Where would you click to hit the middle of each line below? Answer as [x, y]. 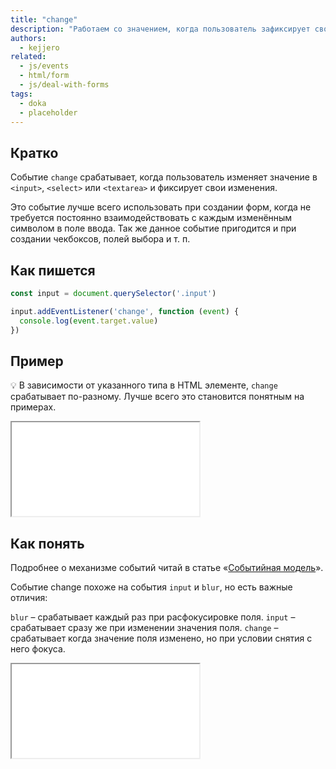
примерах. [33, 407]
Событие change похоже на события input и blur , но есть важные [151, 587]
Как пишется [53, 270]
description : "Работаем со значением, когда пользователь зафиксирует [160, 29]
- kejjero [39, 47]
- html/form [44, 76]
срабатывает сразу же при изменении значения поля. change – [144, 628]
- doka [33, 103]
